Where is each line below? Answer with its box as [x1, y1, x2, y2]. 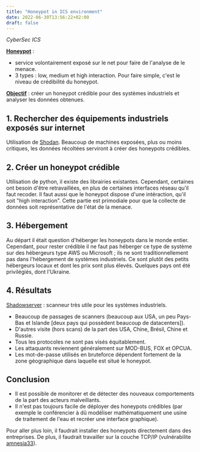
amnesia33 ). [6, 439, 37, 447]
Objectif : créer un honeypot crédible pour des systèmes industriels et [6, 90, 180, 97]
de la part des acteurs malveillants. [14, 397, 101, 404]
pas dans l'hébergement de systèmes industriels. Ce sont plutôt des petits [6, 255, 189, 262]
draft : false [6, 20, 39, 26]
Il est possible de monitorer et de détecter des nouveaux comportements [14, 390, 195, 397]
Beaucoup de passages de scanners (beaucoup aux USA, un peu [14, 312, 176, 320]
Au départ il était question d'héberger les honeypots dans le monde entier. [6, 236, 189, 243]
